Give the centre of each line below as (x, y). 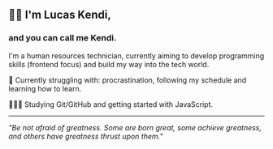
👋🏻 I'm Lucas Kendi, (60, 15)
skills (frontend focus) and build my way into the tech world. (109, 64)
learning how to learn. (45, 88)
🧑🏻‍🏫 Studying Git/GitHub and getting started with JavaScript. (111, 104)
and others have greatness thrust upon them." (86, 136)
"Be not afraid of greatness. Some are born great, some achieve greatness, (135, 127)
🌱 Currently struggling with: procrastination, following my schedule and (128, 80)
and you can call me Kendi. (63, 38)
